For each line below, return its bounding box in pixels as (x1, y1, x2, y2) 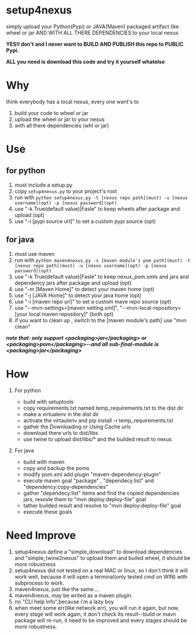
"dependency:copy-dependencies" (23, 483, 108, 490)
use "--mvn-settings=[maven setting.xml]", (14, 304, 119, 311)
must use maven (14, 250, 54, 257)
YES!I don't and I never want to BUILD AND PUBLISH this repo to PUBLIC (6, 40, 184, 48)
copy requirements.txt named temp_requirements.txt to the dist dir (23, 404, 184, 411)
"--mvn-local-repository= (119, 304, 181, 311)
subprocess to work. (14, 579, 64, 586)
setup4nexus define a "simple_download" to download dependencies (14, 548, 183, 555)
